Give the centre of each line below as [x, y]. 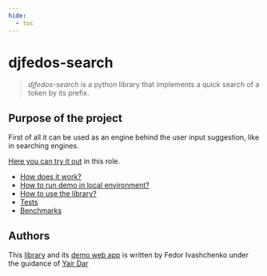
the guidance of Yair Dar [48, 263]
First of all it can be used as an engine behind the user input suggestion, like [134, 137]
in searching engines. [44, 146]
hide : [17, 16]
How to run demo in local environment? [84, 185]
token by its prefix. [58, 93]
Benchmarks [41, 211]
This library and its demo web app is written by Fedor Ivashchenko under [129, 255]
